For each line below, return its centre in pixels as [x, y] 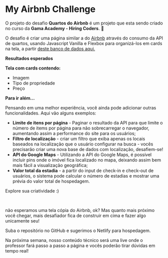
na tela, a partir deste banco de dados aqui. [50, 48]
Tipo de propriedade [34, 83]
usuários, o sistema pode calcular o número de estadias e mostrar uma [86, 175]
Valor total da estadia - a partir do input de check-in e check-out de [83, 170]
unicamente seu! [23, 220]
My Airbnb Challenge [50, 9]
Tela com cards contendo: [33, 68]
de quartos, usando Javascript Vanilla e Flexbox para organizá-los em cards [84, 43]
